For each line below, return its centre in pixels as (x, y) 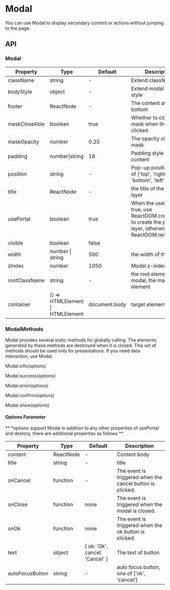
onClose (18, 504)
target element (148, 304)
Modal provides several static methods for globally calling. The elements (81, 340)
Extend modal (147, 88)
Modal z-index (148, 265)
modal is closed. (136, 511)
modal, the (143, 280)
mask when (144, 124)
